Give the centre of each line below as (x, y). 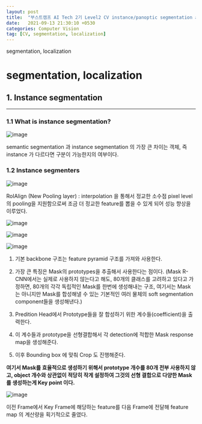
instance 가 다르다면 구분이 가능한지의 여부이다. (63, 154)
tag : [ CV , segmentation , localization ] (56, 34)
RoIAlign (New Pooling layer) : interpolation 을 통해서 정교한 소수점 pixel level (99, 196)
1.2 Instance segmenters (43, 171)
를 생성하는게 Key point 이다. (41, 383)
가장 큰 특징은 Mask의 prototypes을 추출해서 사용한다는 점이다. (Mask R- (102, 271)
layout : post (23, 12)
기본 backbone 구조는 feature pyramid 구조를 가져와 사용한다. (88, 258)
